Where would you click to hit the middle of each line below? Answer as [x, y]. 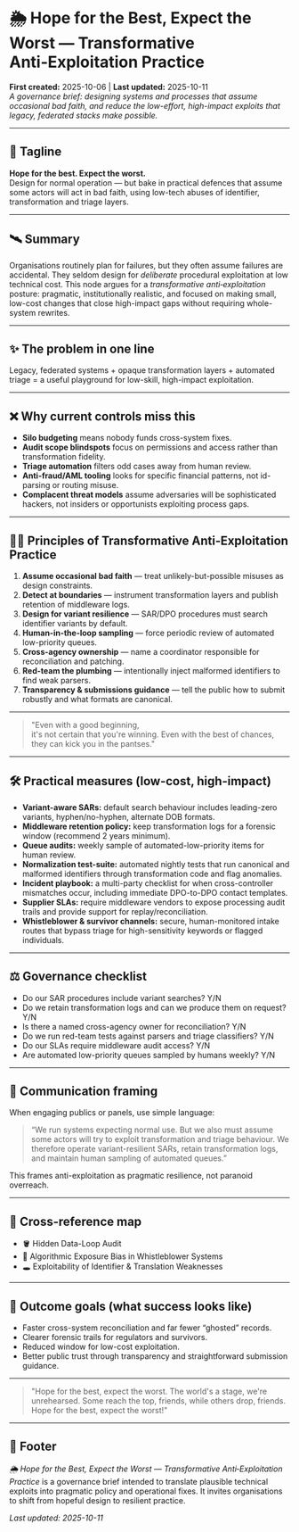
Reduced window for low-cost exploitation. [101, 1347]
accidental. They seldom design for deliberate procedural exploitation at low [149, 275]
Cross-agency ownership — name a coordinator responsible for [141, 652]
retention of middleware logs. [76, 605]
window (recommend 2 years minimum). [96, 835]
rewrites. [54, 312]
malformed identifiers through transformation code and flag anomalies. [152, 874]
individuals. [43, 940]
